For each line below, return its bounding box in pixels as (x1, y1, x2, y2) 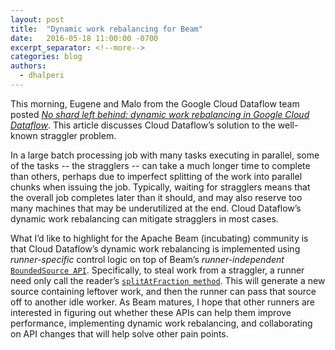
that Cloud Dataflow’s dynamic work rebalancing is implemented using (10, 242, 301, 255)
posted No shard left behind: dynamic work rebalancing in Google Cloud (10, 108, 310, 120)
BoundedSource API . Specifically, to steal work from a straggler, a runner (10, 264, 305, 276)
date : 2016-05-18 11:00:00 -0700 (10, 33, 159, 43)
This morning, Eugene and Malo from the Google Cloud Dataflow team (10, 97, 300, 110)
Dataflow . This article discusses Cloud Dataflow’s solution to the (10, 119, 276, 131)
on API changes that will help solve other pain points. (10, 327, 229, 340)
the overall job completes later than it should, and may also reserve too (10, 191, 303, 203)
